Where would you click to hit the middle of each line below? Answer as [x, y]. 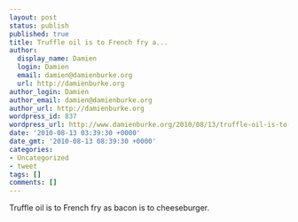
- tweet [24, 166]
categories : [31, 149]
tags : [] [25, 174]
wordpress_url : [37, 125]
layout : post [33, 17]
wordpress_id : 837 [43, 116]
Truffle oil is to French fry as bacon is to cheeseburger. [110, 208]
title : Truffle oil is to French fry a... [89, 42]
